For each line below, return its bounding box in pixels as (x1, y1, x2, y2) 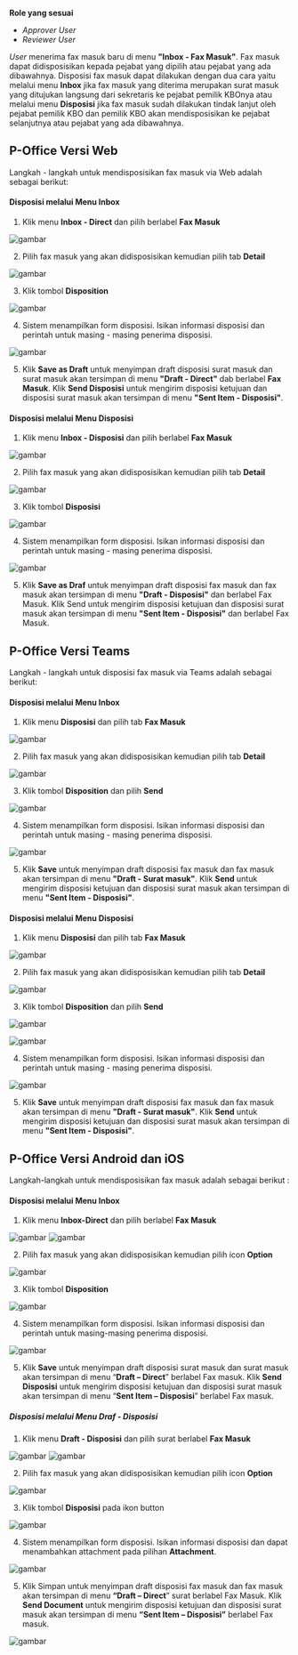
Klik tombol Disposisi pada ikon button (21, 1503, 165, 1514)
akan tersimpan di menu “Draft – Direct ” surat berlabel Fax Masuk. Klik (21, 1590, 283, 1601)
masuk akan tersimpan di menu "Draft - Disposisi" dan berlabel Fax (21, 589, 272, 600)
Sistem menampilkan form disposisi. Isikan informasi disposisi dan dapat (21, 1537, 288, 1547)
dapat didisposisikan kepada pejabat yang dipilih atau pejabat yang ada (9, 61, 271, 71)
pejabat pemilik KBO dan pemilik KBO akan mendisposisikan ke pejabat (9, 109, 270, 118)
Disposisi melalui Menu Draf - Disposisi (9, 1411, 158, 1422)
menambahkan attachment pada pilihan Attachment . (21, 1546, 217, 1557)
